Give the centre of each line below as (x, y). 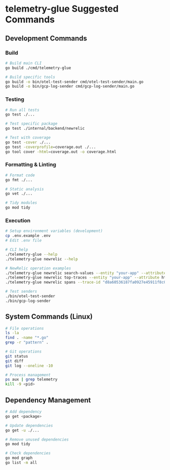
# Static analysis (25, 189)
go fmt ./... (19, 180)
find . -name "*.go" (27, 338)
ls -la (12, 333)
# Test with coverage (28, 138)
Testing (15, 99)
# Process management (28, 375)
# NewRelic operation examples (38, 268)
